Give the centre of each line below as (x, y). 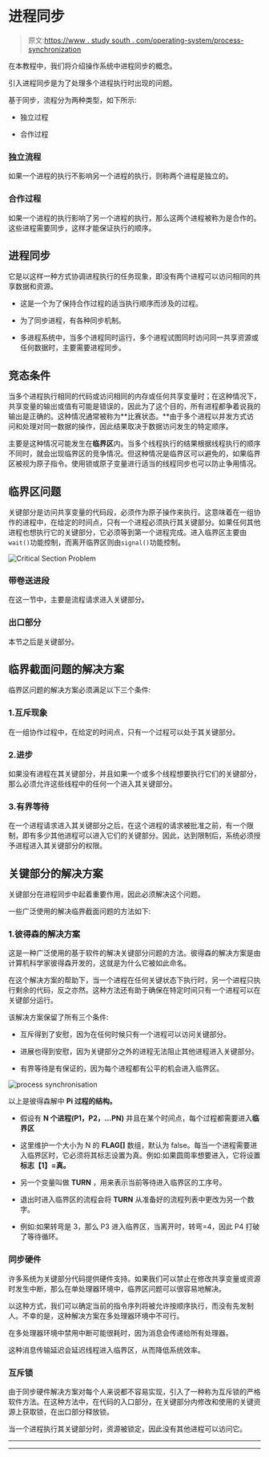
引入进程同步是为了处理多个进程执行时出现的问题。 (92, 83)
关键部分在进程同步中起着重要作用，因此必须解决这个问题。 (106, 894)
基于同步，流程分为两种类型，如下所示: (73, 100)
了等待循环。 (41, 1237)
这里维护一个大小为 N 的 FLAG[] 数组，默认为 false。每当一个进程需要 (135, 1145)
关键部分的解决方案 (56, 873)
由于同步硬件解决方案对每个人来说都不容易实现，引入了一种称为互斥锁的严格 (134, 1391)
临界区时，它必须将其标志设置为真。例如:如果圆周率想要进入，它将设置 (144, 1155)
